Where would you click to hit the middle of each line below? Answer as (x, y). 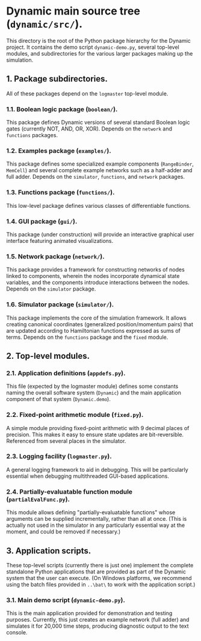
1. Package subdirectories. (57, 79)
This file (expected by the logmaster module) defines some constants (92, 386)
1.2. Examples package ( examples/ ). (59, 150)
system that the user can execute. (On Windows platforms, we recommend (99, 578)
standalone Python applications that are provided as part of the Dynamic (96, 572)
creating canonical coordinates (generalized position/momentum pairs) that (100, 324)
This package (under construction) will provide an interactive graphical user (100, 234)
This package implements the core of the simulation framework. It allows (96, 318)
